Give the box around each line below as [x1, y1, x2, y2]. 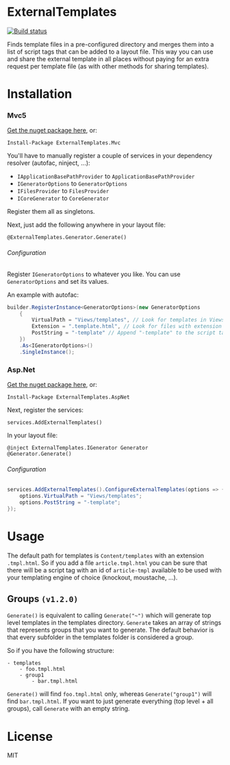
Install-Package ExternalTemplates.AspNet [7, 393, 130, 401]
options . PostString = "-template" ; [19, 499, 121, 506]
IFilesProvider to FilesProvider [16, 187, 110, 195]
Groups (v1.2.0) [7, 592, 79, 605]
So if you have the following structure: [7, 647, 114, 655]
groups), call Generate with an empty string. [7, 705, 130, 713]
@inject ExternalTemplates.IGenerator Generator [7, 444, 149, 451]
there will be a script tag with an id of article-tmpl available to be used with [7, 566, 222, 574]
